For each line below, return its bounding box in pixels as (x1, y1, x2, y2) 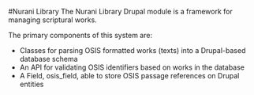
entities (19, 79, 44, 89)
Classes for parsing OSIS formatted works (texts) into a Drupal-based (19, 46, 246, 55)
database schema (19, 55, 78, 63)
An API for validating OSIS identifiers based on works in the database (19, 63, 245, 72)
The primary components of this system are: (8, 31, 152, 40)
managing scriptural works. (8, 15, 97, 25)
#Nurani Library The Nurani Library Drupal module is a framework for (8, 7, 233, 16)
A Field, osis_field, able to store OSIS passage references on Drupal (19, 71, 240, 80)
